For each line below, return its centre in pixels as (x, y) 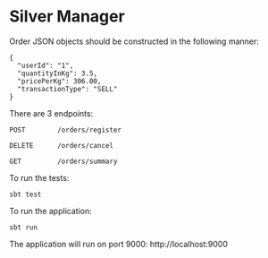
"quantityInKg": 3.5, (58, 73)
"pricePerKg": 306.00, (59, 81)
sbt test (25, 194)
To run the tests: (39, 177)
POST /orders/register (66, 130)
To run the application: (50, 211)
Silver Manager (67, 17)
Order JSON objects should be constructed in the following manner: (134, 41)
